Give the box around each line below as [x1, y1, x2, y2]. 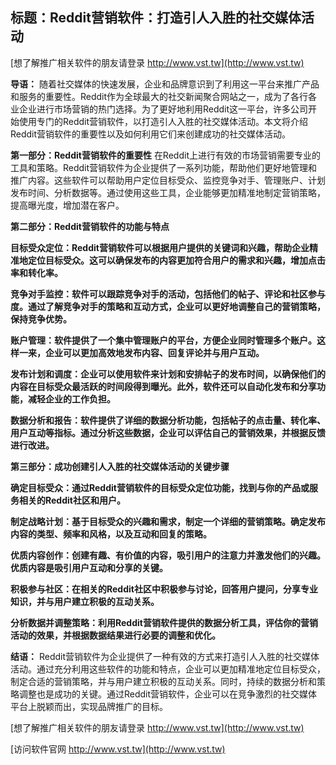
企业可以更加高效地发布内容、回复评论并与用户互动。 [44, 346, 265, 358]
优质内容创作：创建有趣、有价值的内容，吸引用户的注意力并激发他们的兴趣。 [10, 549, 326, 561]
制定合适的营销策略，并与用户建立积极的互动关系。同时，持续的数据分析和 [10, 675, 317, 687]
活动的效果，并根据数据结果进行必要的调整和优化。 [10, 629, 221, 641]
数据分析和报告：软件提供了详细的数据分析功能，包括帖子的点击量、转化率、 [10, 414, 326, 426]
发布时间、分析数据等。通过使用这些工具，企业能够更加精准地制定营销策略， [10, 186, 326, 198]
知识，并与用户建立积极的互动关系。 [10, 595, 160, 607]
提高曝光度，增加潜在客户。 [10, 199, 125, 211]
